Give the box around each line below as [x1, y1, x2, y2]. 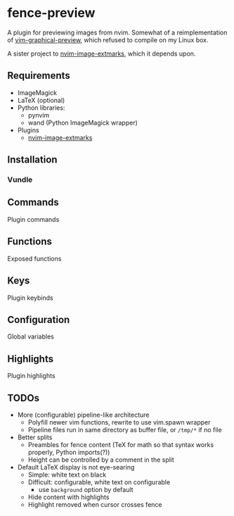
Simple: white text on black [27, 470, 107, 479]
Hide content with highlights [27, 493, 110, 501]
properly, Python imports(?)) [27, 448, 110, 456]
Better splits [17, 433, 53, 441]
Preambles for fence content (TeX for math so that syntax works [27, 440, 214, 448]
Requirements [7, 70, 70, 82]
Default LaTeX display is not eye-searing [17, 462, 135, 471]
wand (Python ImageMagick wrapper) [27, 118, 138, 127]
